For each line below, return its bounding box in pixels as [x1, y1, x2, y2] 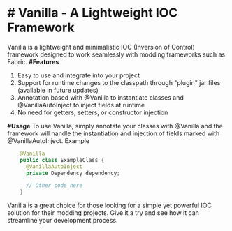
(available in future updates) [17, 86, 99, 94]
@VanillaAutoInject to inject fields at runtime [17, 100, 145, 109]
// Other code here [25, 182, 82, 189]
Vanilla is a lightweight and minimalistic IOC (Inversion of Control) [7, 43, 196, 51]
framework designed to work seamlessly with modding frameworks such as [7, 50, 226, 59]
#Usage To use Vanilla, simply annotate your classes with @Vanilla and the [7, 121, 224, 130]
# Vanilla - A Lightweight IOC [7, 5, 178, 21]
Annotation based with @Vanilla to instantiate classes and [17, 93, 184, 102]
